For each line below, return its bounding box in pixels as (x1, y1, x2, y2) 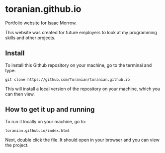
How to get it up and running (5, 105, 95, 114)
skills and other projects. (5, 35, 56, 41)
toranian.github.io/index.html (5, 128, 70, 133)
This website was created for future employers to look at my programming (5, 29, 158, 35)
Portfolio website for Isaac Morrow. (5, 20, 77, 26)
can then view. (5, 91, 35, 97)
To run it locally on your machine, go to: (5, 118, 86, 124)
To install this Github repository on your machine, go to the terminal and (5, 62, 152, 68)
